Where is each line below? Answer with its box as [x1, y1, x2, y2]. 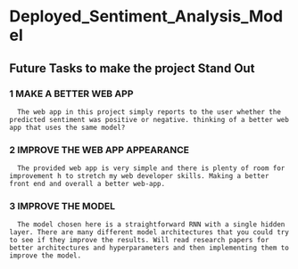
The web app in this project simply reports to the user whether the [17, 107, 281, 117]
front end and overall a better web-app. [9, 180, 166, 189]
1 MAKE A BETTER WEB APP [9, 87, 134, 100]
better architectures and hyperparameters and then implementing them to [9, 243, 290, 253]
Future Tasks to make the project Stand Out [9, 61, 255, 76]
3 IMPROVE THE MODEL [9, 200, 116, 213]
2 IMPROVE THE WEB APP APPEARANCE [9, 143, 190, 156]
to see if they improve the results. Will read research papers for [9, 236, 269, 245]
